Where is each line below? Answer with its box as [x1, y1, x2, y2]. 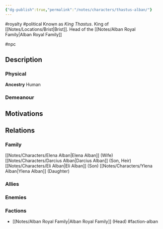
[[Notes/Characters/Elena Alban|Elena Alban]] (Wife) [5, 153, 113, 158]
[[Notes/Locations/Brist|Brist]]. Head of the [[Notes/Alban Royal [5, 26, 136, 32]
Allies [5, 181, 19, 188]
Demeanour [5, 94, 34, 101]
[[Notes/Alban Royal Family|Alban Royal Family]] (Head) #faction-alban [12, 219, 158, 225]
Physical [5, 70, 26, 77]
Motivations [5, 109, 43, 118]
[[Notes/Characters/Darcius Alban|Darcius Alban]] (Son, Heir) [5, 157, 132, 164]
